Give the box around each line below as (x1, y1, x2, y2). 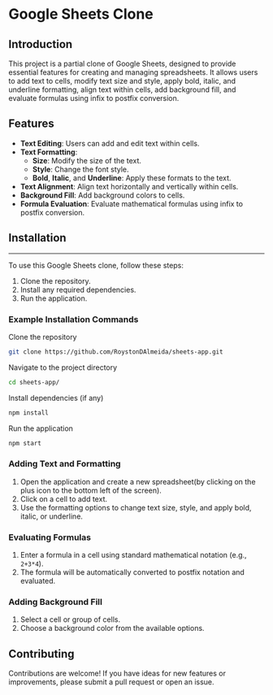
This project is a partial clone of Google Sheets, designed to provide (8, 59, 236, 68)
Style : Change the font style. (32, 164, 129, 174)
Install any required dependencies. (19, 285, 136, 294)
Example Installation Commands (8, 314, 139, 325)
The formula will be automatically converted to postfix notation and (19, 567, 245, 577)
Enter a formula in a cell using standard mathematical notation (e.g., (19, 550, 247, 560)
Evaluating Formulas (8, 532, 92, 543)
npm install (8, 408, 49, 417)
